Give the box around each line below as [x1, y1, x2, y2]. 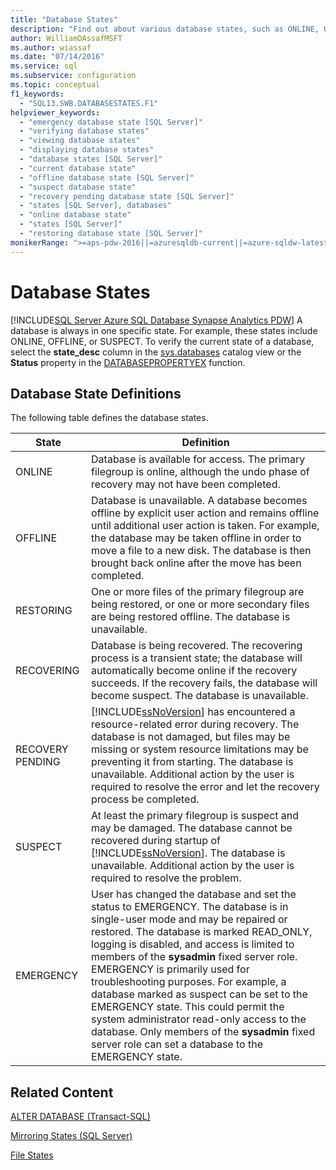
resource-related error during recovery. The [91, 717, 300, 731]
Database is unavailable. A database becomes [91, 494, 308, 508]
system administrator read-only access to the [91, 1012, 307, 1026]
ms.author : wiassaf [10, 42, 92, 53]
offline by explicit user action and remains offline [91, 506, 320, 520]
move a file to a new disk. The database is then [91, 544, 312, 558]
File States [10, 1149, 54, 1161]
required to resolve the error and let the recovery [91, 780, 320, 794]
